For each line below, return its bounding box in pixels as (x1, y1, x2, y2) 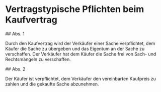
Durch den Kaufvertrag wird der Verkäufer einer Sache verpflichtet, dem (5, 40, 155, 46)
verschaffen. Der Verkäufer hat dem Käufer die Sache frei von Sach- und (5, 51, 156, 57)
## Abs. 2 (5, 66, 26, 72)
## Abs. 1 (5, 30, 25, 36)
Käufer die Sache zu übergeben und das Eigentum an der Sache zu (5, 45, 145, 51)
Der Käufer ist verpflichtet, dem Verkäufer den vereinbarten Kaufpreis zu (5, 75, 156, 81)
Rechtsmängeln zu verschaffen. (5, 56, 71, 62)
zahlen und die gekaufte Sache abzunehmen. (5, 81, 99, 87)
